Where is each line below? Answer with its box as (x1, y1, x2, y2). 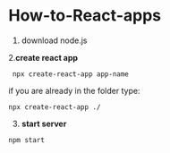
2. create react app (8, 52, 78, 63)
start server (21, 118, 67, 129)
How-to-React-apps (8, 5, 162, 26)
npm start (8, 135, 46, 144)
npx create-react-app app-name (12, 69, 129, 79)
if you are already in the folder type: (8, 85, 140, 96)
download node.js (21, 35, 88, 46)
